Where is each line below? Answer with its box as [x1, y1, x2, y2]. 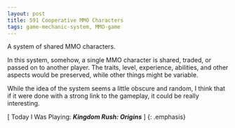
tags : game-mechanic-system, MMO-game [7, 23, 121, 30]
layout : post [7, 10, 46, 17]
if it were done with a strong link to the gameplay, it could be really [7, 92, 200, 100]
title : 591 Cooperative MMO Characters [7, 17, 124, 24]
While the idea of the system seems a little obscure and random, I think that [7, 85, 226, 93]
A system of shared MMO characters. [7, 43, 116, 51]
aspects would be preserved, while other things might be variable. [7, 71, 199, 79]
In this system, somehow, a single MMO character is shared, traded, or [7, 56, 212, 64]
